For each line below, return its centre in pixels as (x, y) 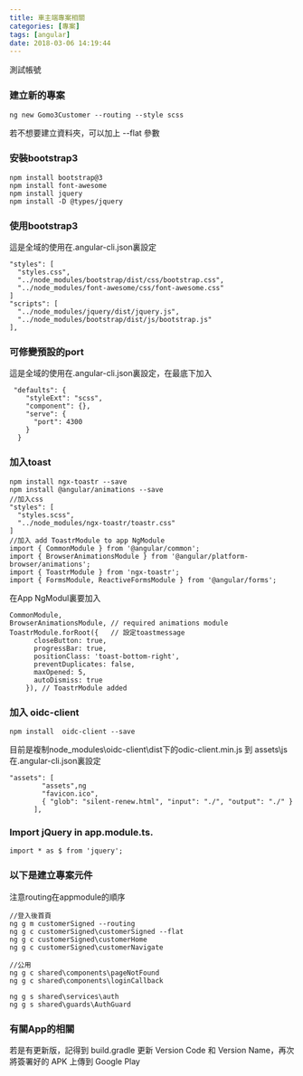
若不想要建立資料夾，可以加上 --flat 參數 (85, 133)
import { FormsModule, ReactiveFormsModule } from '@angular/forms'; (143, 580)
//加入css (26, 499)
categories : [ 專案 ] (45, 26)
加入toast (30, 462)
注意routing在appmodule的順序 (67, 897)
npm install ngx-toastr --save (68, 481)
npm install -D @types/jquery (66, 201)
